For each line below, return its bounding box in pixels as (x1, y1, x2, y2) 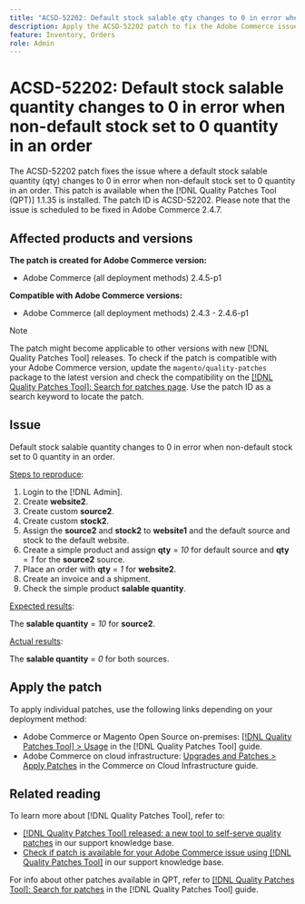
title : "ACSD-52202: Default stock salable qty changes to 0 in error (9, 13, 282, 23)
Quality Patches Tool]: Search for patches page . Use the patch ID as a (9, 382, 271, 392)
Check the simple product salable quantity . (22, 582, 186, 593)
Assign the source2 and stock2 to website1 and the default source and (22, 524, 290, 536)
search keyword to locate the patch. (9, 392, 144, 402)
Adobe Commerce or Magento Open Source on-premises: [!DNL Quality (22, 730, 292, 741)
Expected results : (9, 601, 75, 611)
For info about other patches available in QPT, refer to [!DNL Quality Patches (9, 874, 295, 886)
